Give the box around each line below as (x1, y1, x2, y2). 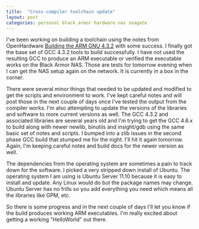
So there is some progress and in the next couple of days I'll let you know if (6, 203, 191, 211)
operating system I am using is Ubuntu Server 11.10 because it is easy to (6, 173, 182, 180)
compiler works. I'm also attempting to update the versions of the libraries (6, 105, 187, 112)
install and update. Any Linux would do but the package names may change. (6, 179, 193, 186)
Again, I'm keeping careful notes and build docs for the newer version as (6, 142, 184, 149)
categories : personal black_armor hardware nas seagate (6, 20, 147, 26)
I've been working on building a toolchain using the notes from (6, 36, 159, 43)
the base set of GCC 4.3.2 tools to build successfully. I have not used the (6, 49, 185, 56)
